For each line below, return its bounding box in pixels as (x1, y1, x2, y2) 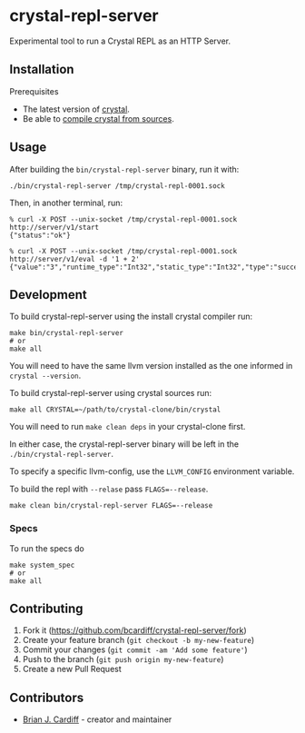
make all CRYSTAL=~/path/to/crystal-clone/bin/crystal (9, 405, 221, 414)
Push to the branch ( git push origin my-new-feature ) (22, 654, 224, 665)
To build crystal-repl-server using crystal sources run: (9, 388, 212, 399)
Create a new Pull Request (22, 664, 123, 675)
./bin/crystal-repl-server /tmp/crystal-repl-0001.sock (9, 181, 225, 191)
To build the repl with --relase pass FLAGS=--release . (9, 483, 209, 495)
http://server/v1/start (9, 223, 100, 232)
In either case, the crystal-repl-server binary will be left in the (9, 439, 239, 450)
